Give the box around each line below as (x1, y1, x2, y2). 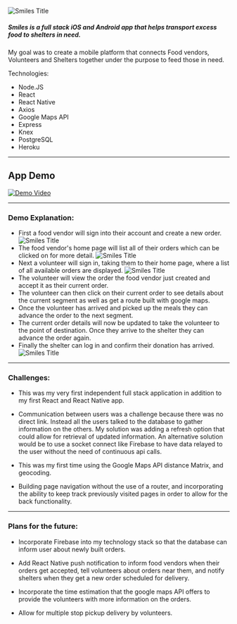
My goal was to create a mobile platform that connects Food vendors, (8, 48, 210, 56)
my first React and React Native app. (18, 396, 125, 405)
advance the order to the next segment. (18, 311, 134, 320)
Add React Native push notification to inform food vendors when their (18, 558, 220, 567)
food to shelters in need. (8, 30, 82, 39)
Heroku (18, 142, 40, 151)
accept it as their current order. (18, 281, 108, 290)
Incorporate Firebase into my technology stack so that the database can (18, 537, 227, 546)
